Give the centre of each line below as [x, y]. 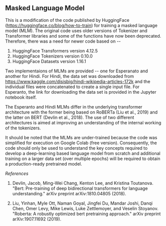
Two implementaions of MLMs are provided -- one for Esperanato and [77, 71]
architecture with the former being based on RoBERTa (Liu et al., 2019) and [81, 112]
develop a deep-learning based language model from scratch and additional [83, 153]
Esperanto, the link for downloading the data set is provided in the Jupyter [81, 92]
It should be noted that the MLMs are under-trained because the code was [81, 137]
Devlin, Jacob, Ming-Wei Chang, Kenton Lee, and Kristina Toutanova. [83, 183]
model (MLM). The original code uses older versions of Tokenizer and [76, 30]
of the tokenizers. [23, 128]
